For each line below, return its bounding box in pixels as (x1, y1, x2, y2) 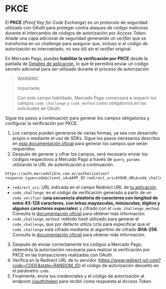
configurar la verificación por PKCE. (5, 120, 78, 126)
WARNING (17, 75, 39, 81)
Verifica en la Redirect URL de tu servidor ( (12, 257, 100, 263)
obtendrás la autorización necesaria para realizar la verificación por (12, 246, 150, 252)
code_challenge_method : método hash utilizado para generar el (12, 216, 139, 221)
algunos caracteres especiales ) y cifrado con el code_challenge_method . (12, 205, 161, 211)
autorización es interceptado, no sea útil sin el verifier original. (5, 46, 132, 52)
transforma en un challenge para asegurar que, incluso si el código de (5, 40, 148, 46)
